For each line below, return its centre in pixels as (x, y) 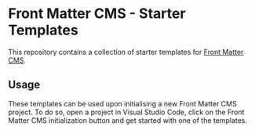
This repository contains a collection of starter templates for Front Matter (126, 52)
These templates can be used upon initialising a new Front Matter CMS (122, 103)
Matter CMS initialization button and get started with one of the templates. (128, 120)
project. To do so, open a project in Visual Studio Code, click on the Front (126, 112)
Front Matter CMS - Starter (97, 14)
